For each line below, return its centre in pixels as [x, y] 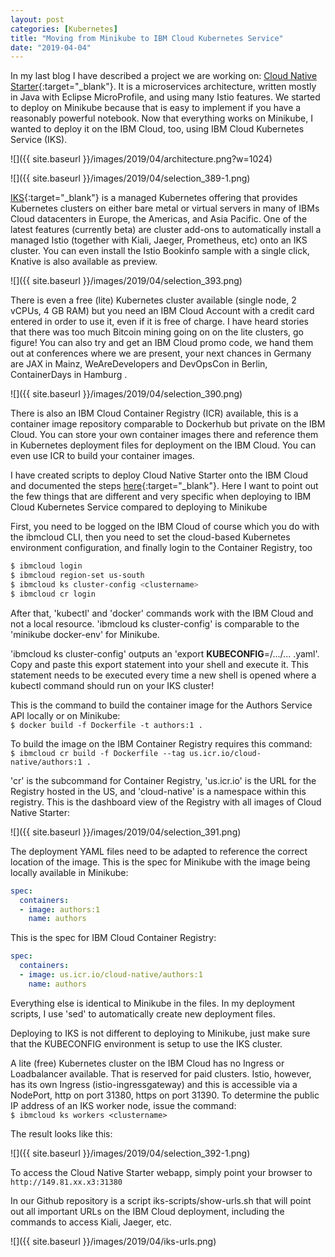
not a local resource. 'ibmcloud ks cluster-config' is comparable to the [155, 623]
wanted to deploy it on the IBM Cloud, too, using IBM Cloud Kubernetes [157, 129]
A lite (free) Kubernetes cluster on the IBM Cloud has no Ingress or [147, 1063]
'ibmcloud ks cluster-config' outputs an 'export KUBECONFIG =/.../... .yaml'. [165, 653]
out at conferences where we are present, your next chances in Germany [161, 353]
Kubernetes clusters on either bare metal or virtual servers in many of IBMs [165, 208]
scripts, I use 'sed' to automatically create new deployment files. [143, 1013]
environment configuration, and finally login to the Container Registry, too [161, 548]
